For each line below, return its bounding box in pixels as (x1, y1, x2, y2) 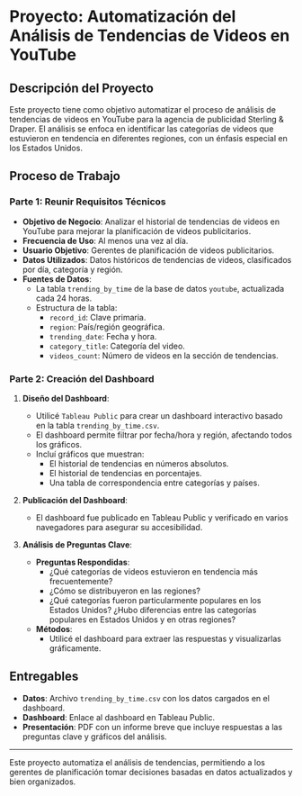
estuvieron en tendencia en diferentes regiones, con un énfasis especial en (9, 133, 288, 143)
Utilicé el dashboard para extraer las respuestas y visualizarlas (49, 633, 281, 644)
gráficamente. (49, 642, 102, 654)
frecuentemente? (49, 575, 113, 586)
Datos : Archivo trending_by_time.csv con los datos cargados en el (22, 692, 270, 703)
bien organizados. (9, 776, 76, 787)
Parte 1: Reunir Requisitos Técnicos (9, 195, 166, 208)
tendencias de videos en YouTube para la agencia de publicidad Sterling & (9, 114, 285, 124)
